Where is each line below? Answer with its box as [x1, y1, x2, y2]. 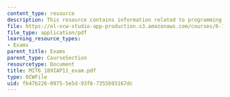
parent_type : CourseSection [7, 55, 88, 61]
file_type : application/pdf [7, 29, 88, 36]
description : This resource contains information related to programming [7, 16, 222, 23]
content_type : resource [7, 10, 75, 17]
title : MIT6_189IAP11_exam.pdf [7, 67, 97, 74]
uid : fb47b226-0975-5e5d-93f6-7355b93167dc [7, 80, 133, 87]
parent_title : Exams [7, 48, 66, 55]
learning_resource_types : [7, 36, 81, 42]
